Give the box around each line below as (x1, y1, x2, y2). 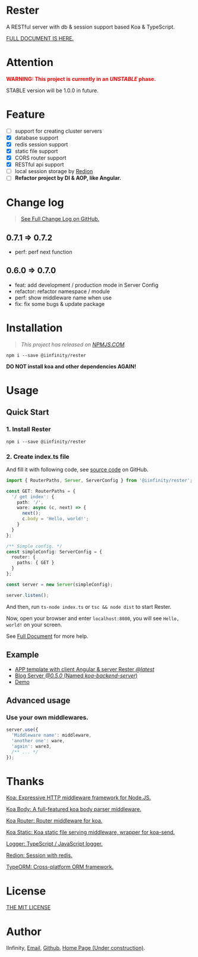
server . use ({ (6, 727, 39, 733)
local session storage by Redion (14, 168, 93, 175)
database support (14, 134, 59, 141)
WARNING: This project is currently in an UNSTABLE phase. (6, 75, 156, 82)
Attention (6, 56, 54, 69)
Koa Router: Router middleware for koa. (6, 817, 103, 824)
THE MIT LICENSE (6, 904, 51, 911)
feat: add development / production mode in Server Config (14, 281, 159, 289)
